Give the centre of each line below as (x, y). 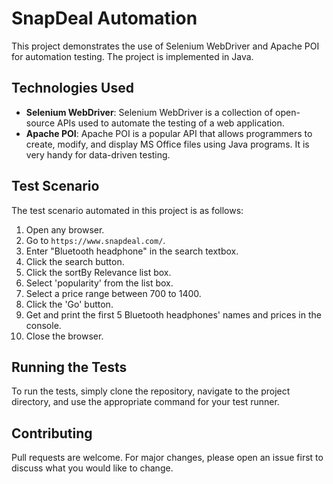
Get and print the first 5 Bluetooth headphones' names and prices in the (173, 314)
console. (43, 325)
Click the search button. (75, 261)
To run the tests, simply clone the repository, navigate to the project (151, 391)
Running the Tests (69, 367)
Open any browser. (65, 229)
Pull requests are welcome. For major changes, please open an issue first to (167, 458)
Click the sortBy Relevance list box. (98, 272)
